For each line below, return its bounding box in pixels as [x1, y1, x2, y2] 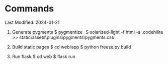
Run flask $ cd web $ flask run [12, 53, 76, 60]
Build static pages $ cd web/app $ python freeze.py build [12, 44, 131, 50]
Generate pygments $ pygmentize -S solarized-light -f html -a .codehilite [12, 29, 163, 35]
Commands [5, 3, 54, 14]
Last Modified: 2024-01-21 [5, 19, 60, 25]
